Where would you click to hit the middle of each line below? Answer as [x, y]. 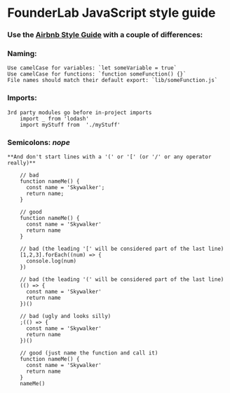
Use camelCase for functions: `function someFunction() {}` [97, 74]
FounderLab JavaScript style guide [111, 13]
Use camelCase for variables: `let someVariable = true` [92, 68]
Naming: [22, 54]
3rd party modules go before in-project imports [80, 112]
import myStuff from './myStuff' [70, 125]
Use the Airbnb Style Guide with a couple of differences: [105, 35]
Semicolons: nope [39, 142]
